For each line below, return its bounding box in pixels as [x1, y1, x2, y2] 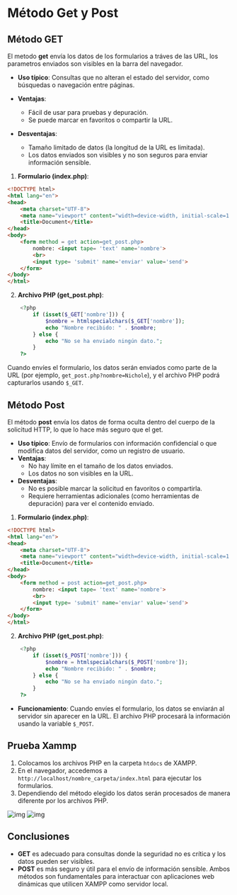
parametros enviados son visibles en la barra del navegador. [7, 60, 183, 68]
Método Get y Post [7, 5, 119, 21]
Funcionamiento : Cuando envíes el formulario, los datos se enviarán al [17, 704, 225, 713]
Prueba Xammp [7, 740, 77, 752]
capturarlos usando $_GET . [7, 378, 83, 387]
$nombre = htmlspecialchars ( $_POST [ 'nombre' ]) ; [45, 658, 189, 665]
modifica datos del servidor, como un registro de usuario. [17, 446, 185, 455]
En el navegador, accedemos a [17, 766, 108, 775]
